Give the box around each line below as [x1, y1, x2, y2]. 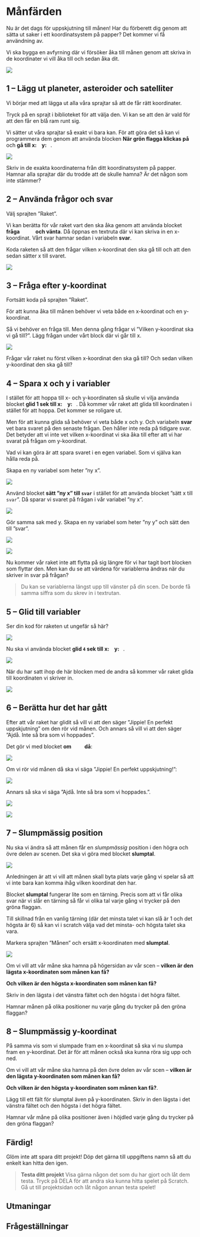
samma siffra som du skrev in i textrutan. [20, 590, 121, 597]
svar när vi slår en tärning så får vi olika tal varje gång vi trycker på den [6, 897, 180, 904]
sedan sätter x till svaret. [6, 252, 67, 259]
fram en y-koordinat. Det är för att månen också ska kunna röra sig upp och [6, 1049, 192, 1056]
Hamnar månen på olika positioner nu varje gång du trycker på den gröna [6, 1003, 186, 1010]
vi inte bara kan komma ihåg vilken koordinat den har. [6, 879, 137, 886]
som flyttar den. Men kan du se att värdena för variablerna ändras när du [6, 565, 185, 572]
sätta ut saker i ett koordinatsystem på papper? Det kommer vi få [6, 30, 165, 38]
